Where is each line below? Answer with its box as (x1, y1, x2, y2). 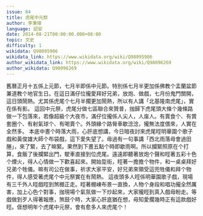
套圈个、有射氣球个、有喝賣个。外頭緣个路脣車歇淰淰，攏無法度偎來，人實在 (6, 120, 197, 128)
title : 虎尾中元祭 (6, 15, 48, 21)
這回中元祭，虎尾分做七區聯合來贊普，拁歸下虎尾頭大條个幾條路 (34, 105, 193, 113)
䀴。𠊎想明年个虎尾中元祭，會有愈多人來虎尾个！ (6, 203, 128, 211)
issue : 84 (6, 8, 31, 15)
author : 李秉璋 (6, 20, 42, 26)
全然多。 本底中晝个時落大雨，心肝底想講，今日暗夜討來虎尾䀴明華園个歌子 (6, 128, 193, 135)
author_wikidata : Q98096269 (6, 65, 77, 71)
